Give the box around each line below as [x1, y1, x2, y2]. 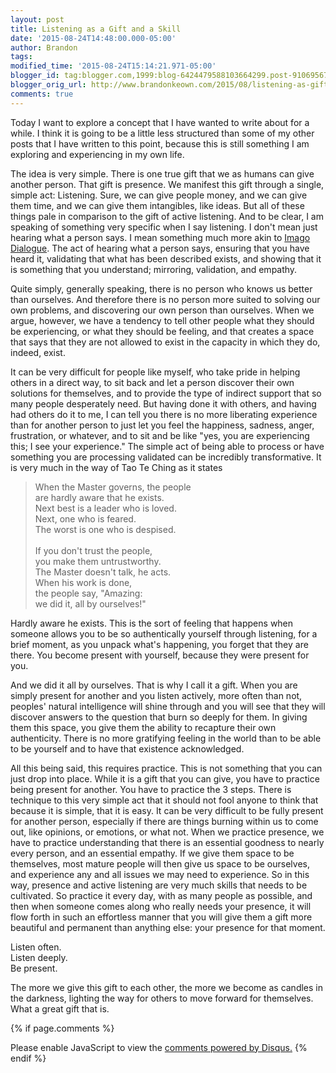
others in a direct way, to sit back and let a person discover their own [10, 376, 295, 388]
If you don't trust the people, [34, 544, 153, 556]
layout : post [10, 14, 65, 25]
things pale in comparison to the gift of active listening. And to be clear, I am [10, 210, 324, 222]
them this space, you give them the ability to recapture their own [10, 721, 277, 733]
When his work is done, [34, 576, 133, 588]
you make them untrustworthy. [34, 555, 162, 567]
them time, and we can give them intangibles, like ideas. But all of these [10, 199, 305, 211]
